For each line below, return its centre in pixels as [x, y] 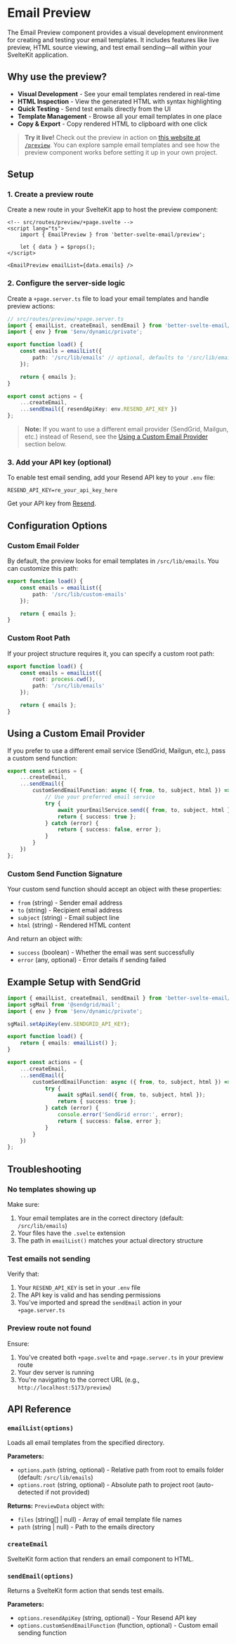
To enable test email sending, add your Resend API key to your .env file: [111, 478]
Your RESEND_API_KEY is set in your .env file [79, 1288]
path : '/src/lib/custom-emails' [80, 594]
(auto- [205, 1485]
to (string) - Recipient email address [70, 910]
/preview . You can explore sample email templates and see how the [122, 145]
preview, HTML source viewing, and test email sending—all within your [110, 47]
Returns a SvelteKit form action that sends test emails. [86, 1591]
